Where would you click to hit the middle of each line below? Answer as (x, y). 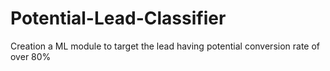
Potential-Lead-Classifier (118, 18)
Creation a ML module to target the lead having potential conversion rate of (165, 46)
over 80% (31, 56)
